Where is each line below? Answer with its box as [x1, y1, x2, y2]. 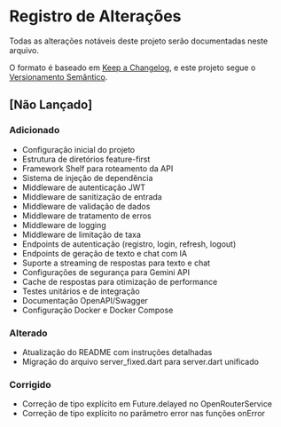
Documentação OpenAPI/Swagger [21, 295, 149, 305]
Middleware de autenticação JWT [21, 182, 146, 193]
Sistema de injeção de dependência [21, 172, 153, 183]
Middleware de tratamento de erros [21, 210, 152, 221]
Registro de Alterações [9, 6, 182, 27]
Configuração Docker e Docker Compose [21, 304, 174, 315]
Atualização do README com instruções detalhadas [21, 346, 213, 357]
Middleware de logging [21, 219, 106, 230]
